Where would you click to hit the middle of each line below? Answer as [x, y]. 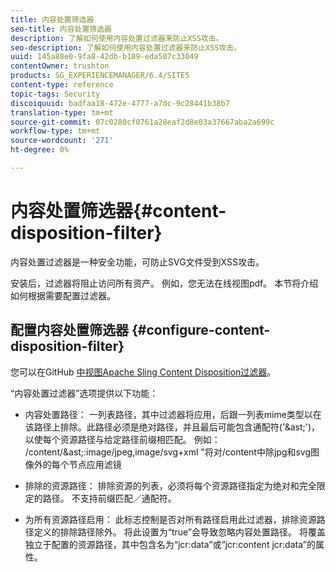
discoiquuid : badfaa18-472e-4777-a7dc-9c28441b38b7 [120, 103]
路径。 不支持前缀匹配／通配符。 [109, 498]
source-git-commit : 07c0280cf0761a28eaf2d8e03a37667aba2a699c [142, 122]
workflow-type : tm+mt [55, 131]
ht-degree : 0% [40, 150]
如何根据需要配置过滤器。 [63, 295]
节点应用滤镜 [95, 464]
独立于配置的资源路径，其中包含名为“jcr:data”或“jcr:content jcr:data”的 [170, 544]
